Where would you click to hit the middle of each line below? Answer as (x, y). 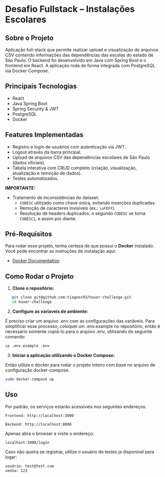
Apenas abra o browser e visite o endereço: (50, 433)
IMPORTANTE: (20, 188)
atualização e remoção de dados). (47, 173)
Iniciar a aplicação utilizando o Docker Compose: (63, 355)
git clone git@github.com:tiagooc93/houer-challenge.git (72, 297)
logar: (11, 457)
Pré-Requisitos (29, 234)
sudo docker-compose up (30, 379)
